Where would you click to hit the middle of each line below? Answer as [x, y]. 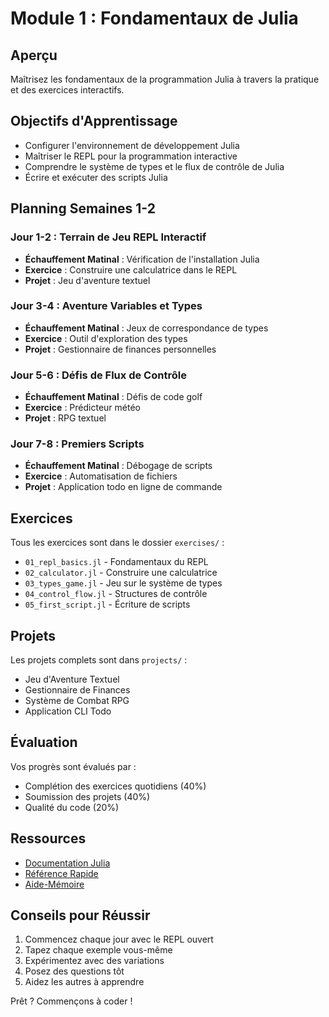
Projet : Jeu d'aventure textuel [87, 280]
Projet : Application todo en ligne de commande [123, 487]
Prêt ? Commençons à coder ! [71, 1001]
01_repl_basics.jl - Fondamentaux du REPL [116, 562]
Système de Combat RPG [77, 701]
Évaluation [44, 742]
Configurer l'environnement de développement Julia [132, 145]
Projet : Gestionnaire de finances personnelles [120, 349]
